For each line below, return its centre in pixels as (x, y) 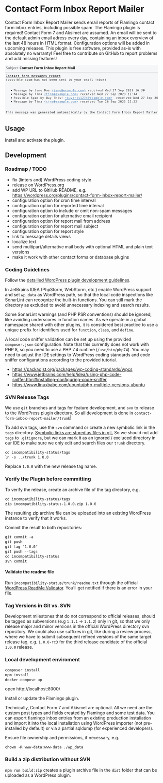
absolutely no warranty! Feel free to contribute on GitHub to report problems (81, 53)
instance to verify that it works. (36, 518)
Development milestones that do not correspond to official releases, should (80, 616)
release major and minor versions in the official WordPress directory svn (77, 626)
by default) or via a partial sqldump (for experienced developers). (88, 728)
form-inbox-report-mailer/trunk (38, 419)
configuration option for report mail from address (61, 221)
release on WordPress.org (38, 185)
